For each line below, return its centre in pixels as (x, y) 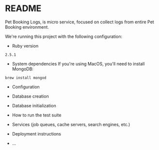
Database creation (31, 96)
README (23, 8)
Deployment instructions (37, 133)
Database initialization (34, 105)
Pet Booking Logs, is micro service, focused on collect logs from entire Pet (79, 22)
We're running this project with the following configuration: (64, 36)
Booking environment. (27, 27)
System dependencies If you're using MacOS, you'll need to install (78, 64)
